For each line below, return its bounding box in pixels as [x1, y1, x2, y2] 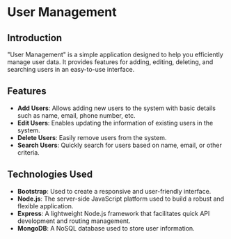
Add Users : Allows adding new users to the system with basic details [17, 104, 216, 112]
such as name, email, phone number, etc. [17, 111, 136, 119]
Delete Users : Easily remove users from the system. [17, 133, 167, 141]
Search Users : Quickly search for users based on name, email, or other [17, 141, 223, 149]
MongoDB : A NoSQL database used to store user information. [17, 224, 195, 232]
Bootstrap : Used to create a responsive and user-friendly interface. [17, 187, 212, 195]
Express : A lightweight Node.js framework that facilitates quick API [17, 209, 210, 217]
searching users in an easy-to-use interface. [7, 65, 135, 73]
